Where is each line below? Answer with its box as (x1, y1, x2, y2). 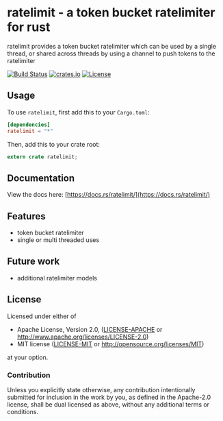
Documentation (7, 172, 75, 184)
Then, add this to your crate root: (7, 140, 101, 148)
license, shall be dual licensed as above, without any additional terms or (7, 400, 210, 409)
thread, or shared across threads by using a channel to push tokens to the (7, 49, 215, 58)
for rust (7, 19, 51, 35)
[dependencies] (7, 121, 51, 128)
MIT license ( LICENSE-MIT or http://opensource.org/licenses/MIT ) (16, 339, 205, 348)
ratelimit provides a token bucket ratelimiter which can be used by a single (7, 42, 217, 50)
